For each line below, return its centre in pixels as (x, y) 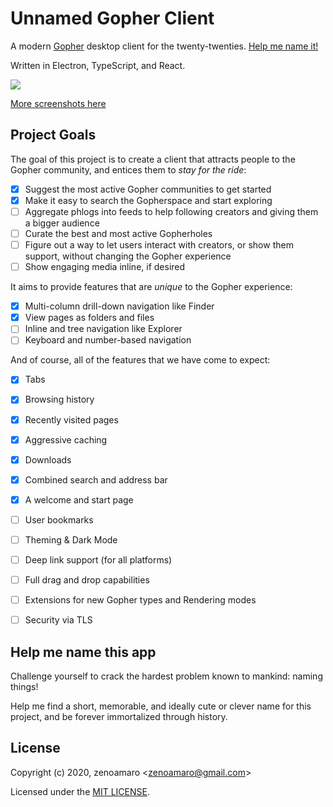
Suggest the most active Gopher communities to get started (148, 189)
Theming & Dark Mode (71, 539)
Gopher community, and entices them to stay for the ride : (128, 169)
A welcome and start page (79, 499)
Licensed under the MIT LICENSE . (80, 791)
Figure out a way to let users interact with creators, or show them (159, 245)
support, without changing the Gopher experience (128, 256)
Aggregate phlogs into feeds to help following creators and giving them (171, 211)
